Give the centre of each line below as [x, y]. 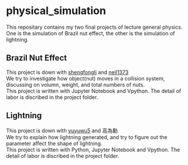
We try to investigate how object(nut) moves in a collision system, [85, 78]
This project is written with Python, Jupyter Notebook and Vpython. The [93, 149]
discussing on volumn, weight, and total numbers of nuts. [75, 85]
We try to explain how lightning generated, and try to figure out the [87, 137]
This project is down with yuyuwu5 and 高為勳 [62, 130]
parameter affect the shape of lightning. [54, 143]
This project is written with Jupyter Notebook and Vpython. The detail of [94, 91]
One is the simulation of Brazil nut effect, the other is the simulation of [90, 33]
